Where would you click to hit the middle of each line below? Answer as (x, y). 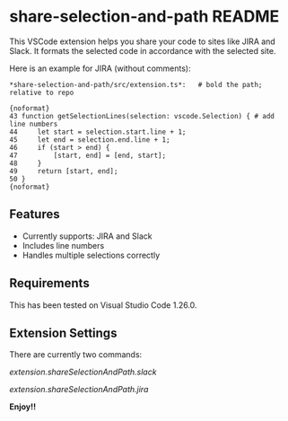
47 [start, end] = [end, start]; (88, 155)
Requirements (49, 283)
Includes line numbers (63, 245)
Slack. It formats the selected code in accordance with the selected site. (143, 50)
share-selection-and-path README (144, 17)
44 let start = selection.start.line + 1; (98, 132)
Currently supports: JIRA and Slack (87, 236)
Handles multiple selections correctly (91, 255)
